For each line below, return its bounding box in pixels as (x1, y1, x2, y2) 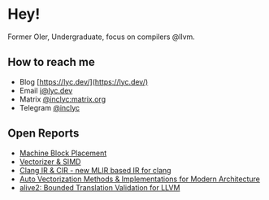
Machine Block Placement (19, 148, 107, 158)
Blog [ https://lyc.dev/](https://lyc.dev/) (19, 76, 149, 86)
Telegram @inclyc (19, 102, 80, 112)
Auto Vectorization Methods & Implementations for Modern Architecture (19, 174, 261, 184)
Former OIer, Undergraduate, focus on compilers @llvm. (7, 32, 196, 41)
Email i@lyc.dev (19, 85, 73, 95)
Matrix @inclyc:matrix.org (19, 94, 106, 104)
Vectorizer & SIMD (19, 156, 81, 167)
